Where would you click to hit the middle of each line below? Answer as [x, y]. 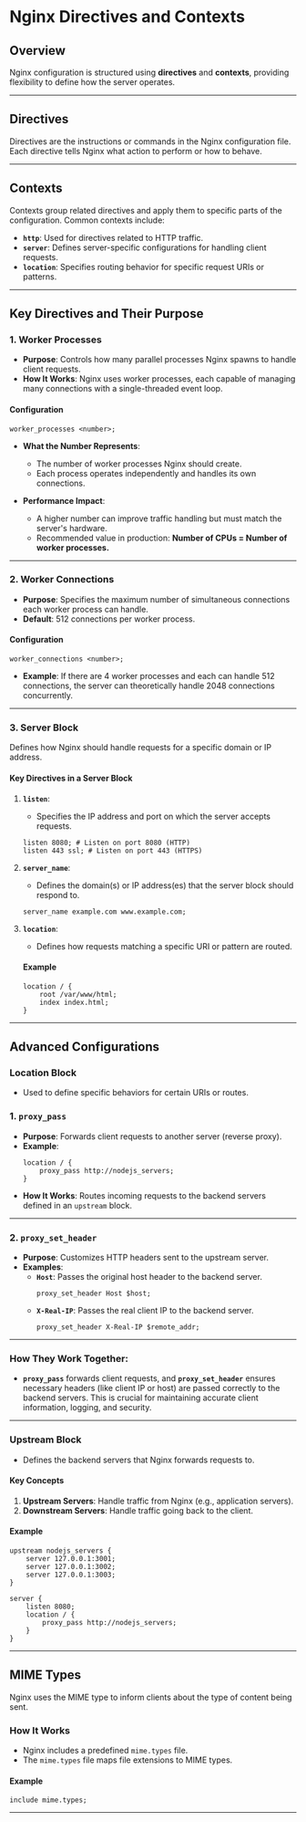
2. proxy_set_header [53, 1237]
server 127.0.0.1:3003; [71, 1575]
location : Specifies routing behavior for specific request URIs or [143, 267]
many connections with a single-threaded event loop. [122, 389]
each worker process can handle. [85, 609]
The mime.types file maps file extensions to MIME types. [127, 1760]
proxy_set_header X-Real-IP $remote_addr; [118, 1327]
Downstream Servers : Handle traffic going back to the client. [138, 1510]
